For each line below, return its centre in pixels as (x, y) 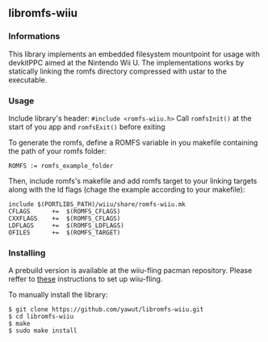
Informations (34, 36)
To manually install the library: (58, 295)
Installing (27, 252)
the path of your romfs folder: (57, 151)
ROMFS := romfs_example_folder (61, 166)
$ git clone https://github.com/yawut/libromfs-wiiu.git (106, 310)
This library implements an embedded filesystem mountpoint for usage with (134, 54)
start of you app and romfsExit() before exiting (87, 127)
